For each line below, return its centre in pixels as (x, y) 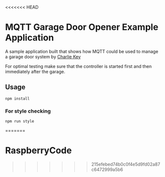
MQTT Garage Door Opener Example (82, 27)
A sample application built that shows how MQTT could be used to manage (82, 51)
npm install (17, 99)
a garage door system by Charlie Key (43, 57)
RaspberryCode (38, 150)
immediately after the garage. (35, 71)
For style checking (28, 111)
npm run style (20, 121)
